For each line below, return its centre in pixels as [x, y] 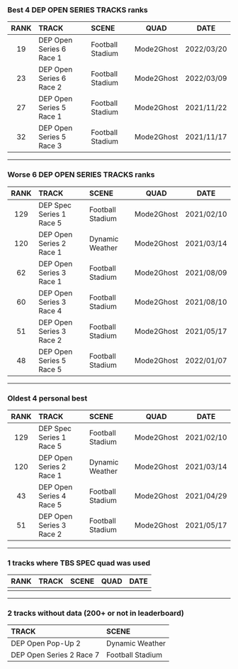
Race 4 [50, 310]
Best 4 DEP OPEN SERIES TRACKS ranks [78, 10]
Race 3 [50, 146]
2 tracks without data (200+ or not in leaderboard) [96, 614]
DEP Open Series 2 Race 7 [55, 655]
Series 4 [52, 496]
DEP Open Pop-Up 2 [46, 643]
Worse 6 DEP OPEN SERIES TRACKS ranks [81, 175]
